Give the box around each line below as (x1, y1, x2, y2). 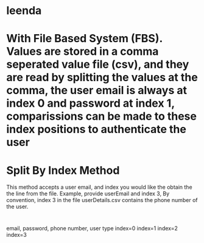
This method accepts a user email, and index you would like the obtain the (6, 184, 193, 191)
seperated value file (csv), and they (6, 57, 189, 71)
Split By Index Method (6, 163, 120, 177)
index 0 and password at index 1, (6, 96, 175, 111)
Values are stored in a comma (6, 45, 159, 59)
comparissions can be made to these (6, 109, 197, 123)
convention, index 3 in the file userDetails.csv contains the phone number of (6, 197, 198, 204)
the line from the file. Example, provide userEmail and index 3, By (6, 190, 170, 197)
